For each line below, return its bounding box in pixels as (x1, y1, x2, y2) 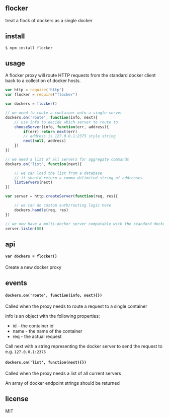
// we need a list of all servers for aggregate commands (5, 157, 129, 162)
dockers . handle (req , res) (14, 207, 69, 213)
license (5, 395, 29, 403)
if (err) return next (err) (23, 129, 78, 134)
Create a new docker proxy (5, 264, 62, 270)
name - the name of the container (12, 328, 82, 334)
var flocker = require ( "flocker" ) (5, 92, 78, 97)
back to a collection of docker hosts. (5, 78, 81, 84)
